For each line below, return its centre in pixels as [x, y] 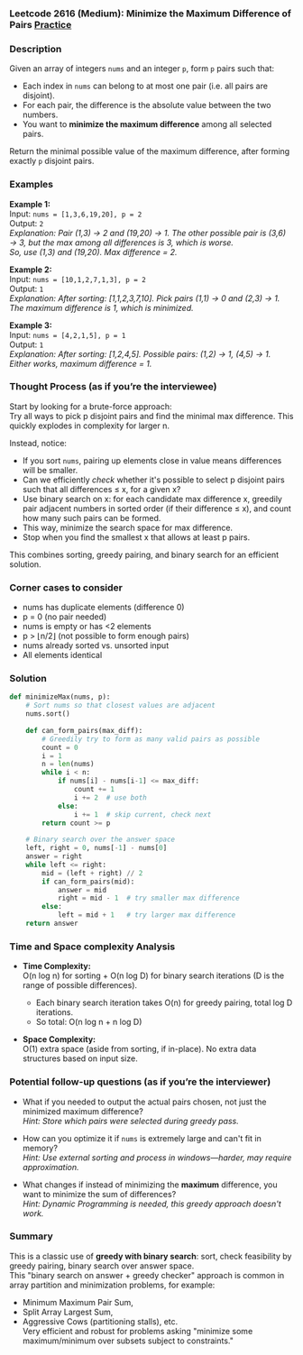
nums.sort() [48, 714]
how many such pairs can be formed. [92, 517]
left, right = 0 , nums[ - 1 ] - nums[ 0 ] [96, 848]
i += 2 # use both [110, 797]
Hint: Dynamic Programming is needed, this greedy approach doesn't [151, 1204]
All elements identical [62, 655]
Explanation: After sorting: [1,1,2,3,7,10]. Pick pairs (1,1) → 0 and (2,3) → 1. [145, 298]
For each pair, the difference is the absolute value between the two [147, 105]
